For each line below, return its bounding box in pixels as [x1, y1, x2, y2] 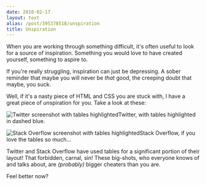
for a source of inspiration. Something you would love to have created [6, 50, 183, 57]
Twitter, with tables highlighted [118, 111, 196, 118]
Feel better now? [6, 173, 49, 180]
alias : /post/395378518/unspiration [6, 20, 100, 26]
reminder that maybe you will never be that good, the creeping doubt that [6, 74, 192, 81]
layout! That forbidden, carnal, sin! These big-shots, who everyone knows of [6, 154, 200, 162]
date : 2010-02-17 [6, 9, 51, 15]
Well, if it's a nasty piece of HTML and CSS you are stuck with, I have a [6, 92, 186, 100]
